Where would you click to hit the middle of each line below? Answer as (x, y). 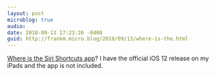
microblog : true (30, 20)
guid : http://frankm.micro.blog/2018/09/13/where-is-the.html (98, 39)
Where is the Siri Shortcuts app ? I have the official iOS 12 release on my (108, 58)
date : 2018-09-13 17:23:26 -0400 (55, 33)
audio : (16, 26)
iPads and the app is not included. (55, 66)
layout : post (26, 13)
